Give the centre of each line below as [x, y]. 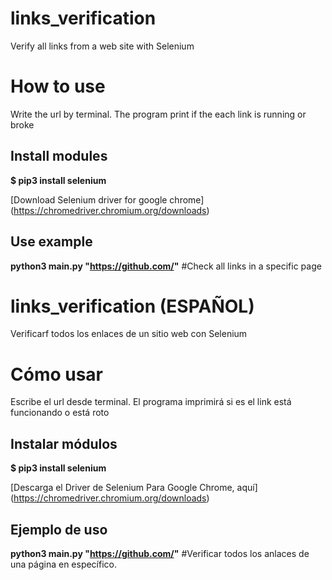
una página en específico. [64, 564]
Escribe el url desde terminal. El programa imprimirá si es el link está [151, 402]
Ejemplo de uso [59, 529]
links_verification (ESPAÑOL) [132, 306]
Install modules [59, 156]
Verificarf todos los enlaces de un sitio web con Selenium [129, 334]
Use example [51, 242]
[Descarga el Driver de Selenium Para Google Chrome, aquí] [134, 488]
